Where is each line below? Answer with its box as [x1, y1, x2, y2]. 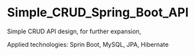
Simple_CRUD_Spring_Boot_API [7, 5, 189, 20]
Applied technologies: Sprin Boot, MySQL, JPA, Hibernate [7, 40, 169, 48]
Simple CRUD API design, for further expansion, [7, 27, 142, 35]
